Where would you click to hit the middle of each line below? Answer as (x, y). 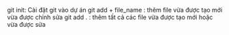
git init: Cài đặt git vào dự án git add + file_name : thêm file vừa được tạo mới (115, 10)
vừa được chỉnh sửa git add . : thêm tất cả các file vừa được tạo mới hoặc (110, 17)
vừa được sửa (26, 24)
